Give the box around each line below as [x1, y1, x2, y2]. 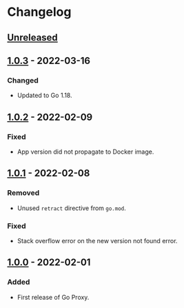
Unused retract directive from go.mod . [17, 204, 126, 212]
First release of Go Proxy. [17, 293, 90, 301]
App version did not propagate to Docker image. [17, 147, 154, 156]
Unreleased [7, 32, 59, 43]
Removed [7, 188, 40, 198]
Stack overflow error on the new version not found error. [17, 236, 178, 245]
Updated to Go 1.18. [17, 91, 72, 100]
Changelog [7, 4, 72, 20]
